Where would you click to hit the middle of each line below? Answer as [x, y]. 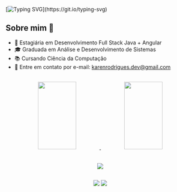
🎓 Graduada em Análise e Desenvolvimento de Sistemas [85, 49]
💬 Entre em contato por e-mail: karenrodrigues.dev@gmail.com [92, 67]
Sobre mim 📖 [30, 28]
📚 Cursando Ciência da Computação [60, 58]
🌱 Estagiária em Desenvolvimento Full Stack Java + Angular [88, 43]
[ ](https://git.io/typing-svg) [56, 9]
